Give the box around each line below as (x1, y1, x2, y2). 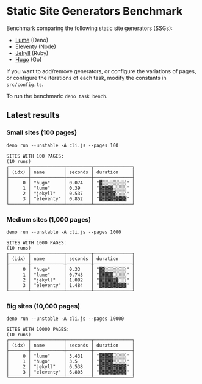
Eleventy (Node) (15, 43, 57, 50)
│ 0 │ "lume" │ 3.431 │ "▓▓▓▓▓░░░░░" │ (6, 353, 135, 360)
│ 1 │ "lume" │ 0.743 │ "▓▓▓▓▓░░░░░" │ (6, 272, 135, 278)
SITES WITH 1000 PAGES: (6, 239, 67, 245)
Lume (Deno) (15, 36, 49, 43)
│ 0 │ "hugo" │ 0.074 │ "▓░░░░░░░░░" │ (6, 179, 135, 186)
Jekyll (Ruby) (15, 49, 49, 56)
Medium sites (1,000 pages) (6, 215, 92, 223)
